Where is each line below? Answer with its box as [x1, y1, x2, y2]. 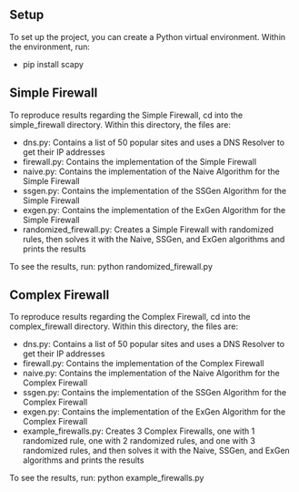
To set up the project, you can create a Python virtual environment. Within [9, 31, 286, 42]
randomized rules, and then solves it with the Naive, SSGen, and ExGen [22, 446, 291, 456]
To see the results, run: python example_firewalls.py [9, 473, 204, 484]
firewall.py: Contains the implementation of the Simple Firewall [22, 156, 257, 167]
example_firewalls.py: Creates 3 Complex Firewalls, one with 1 [22, 425, 255, 436]
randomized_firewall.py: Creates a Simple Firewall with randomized [22, 223, 274, 235]
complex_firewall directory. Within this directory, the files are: [9, 321, 239, 332]
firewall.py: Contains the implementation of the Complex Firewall [22, 358, 264, 369]
